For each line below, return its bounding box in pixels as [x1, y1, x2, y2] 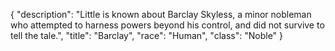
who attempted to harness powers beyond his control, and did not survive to [10, 19, 325, 31]
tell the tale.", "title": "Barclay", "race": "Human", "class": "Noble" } [10, 30, 284, 41]
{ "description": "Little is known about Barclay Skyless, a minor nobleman [10, 9, 312, 20]
